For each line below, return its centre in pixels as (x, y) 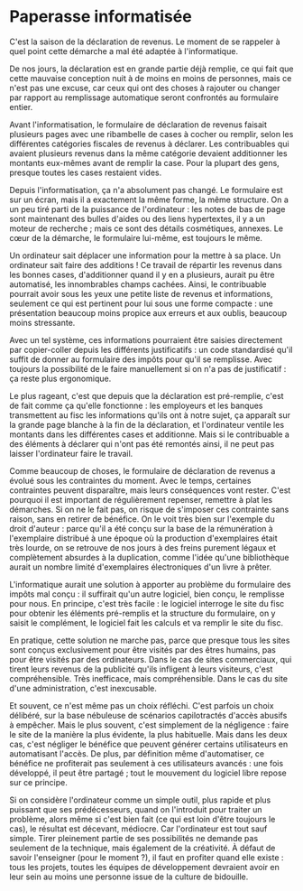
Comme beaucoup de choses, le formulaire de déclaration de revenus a (142, 470)
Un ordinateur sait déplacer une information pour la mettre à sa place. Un (145, 255)
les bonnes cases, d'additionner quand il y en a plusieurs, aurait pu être (142, 274)
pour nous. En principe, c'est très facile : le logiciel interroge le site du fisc (147, 603)
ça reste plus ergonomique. (60, 378)
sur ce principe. (38, 782)
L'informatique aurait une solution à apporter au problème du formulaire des (150, 584)
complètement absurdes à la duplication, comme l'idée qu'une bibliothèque (149, 557)
